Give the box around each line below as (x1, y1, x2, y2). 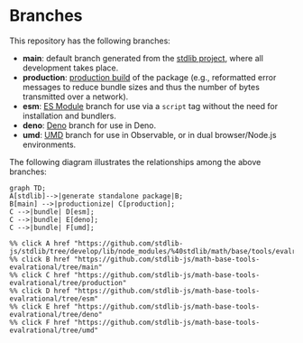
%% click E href (9, 301, 70, 311)
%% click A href (9, 238, 70, 248)
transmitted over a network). (22, 91, 129, 102)
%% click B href (9, 255, 70, 264)
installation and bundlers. (22, 110, 117, 121)
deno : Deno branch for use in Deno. (22, 119, 157, 131)
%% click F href (9, 318, 70, 327)
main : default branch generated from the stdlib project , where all (22, 52, 264, 63)
